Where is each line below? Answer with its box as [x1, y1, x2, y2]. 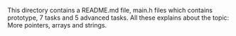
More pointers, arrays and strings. [7, 21, 107, 29]
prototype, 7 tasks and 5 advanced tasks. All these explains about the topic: [7, 13, 230, 22]
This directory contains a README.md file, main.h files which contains [7, 6, 213, 14]
